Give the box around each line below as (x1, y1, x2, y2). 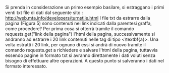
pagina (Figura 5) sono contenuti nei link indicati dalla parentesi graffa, (5, 20, 152, 26)
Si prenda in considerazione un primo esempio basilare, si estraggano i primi (5, 5, 164, 10)
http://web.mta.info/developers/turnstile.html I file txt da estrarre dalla (5, 15, 150, 21)
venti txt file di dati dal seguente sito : (5, 10, 83, 16)
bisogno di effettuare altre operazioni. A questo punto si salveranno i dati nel (5, 58, 164, 63)
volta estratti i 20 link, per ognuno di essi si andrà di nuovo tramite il (5, 42, 146, 47)
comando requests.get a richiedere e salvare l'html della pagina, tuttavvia (5, 47, 158, 53)
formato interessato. (5, 63, 47, 69)
